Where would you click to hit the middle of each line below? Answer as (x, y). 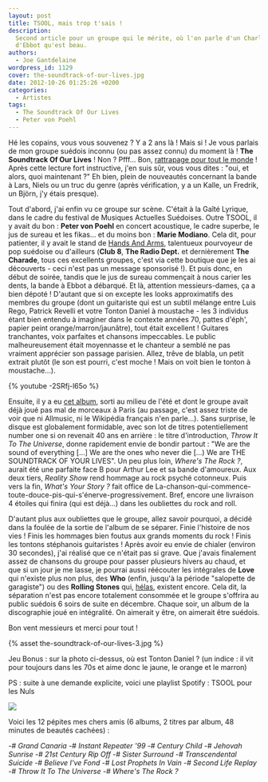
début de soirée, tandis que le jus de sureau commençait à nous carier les (130, 277)
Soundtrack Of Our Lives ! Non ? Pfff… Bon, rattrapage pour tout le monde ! (133, 159)
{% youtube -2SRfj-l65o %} (54, 385)
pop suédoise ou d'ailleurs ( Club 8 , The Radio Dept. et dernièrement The (129, 251)
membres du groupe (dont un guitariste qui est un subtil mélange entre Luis (132, 302)
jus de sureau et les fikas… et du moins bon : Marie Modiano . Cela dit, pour (132, 234)
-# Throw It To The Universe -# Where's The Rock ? (93, 771)
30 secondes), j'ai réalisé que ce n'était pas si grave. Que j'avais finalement (132, 553)
